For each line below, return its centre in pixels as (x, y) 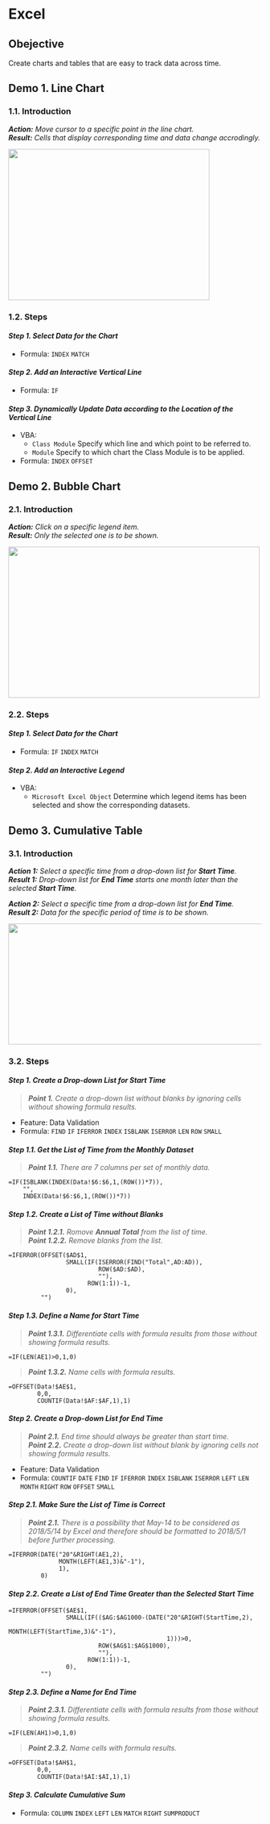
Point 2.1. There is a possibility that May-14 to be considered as (134, 1523)
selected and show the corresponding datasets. (111, 805)
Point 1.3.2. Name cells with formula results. (102, 1372)
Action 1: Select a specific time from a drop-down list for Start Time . (123, 871)
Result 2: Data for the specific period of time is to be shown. (108, 912)
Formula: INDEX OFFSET (56, 461)
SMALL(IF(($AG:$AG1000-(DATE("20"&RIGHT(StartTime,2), (159, 1618)
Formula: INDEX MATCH (55, 354)
